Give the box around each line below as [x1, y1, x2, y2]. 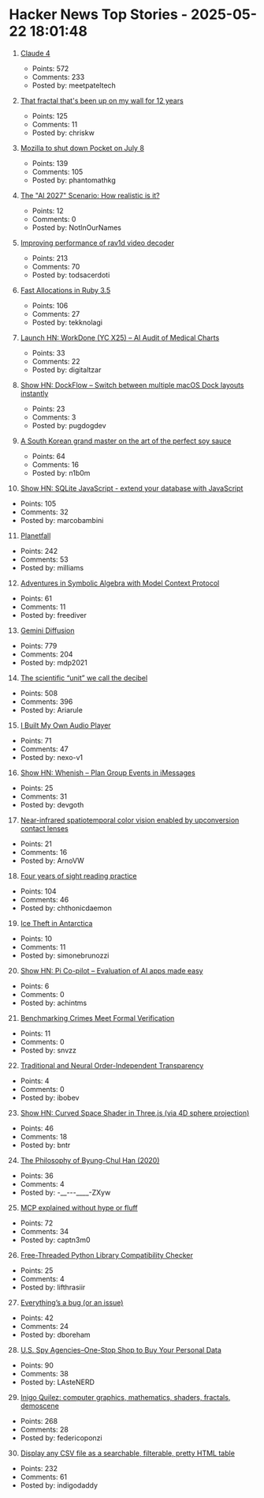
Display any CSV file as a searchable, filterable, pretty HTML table [20, 1448, 236, 1458]
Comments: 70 [32, 262, 80, 271]
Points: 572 [32, 63, 69, 73]
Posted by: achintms [20, 998, 87, 1007]
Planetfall [20, 531, 51, 540]
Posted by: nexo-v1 [20, 752, 84, 762]
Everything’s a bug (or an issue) [20, 1297, 124, 1307]
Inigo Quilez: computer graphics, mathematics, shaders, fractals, [20, 1392, 231, 1402]
